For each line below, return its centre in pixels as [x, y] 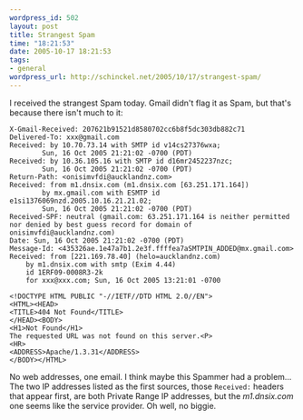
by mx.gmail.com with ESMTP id [101, 193]
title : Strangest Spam [52, 35]
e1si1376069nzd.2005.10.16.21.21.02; [81, 201]
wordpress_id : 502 [44, 18]
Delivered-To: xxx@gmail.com [64, 137]
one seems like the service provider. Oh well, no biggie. [113, 405]
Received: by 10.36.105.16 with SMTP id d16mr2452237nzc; [121, 161]
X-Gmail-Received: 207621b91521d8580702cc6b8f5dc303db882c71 [127, 129]
